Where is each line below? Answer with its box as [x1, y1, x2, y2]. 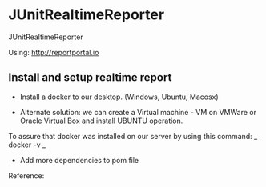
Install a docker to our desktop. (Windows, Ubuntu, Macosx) [19, 92, 219, 101]
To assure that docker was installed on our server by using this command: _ [8, 131, 258, 141]
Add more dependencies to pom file [19, 155, 139, 165]
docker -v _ [8, 140, 46, 149]
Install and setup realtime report [8, 70, 172, 85]
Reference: [8, 170, 45, 181]
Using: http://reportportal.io [8, 47, 99, 57]
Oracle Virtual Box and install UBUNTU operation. [19, 116, 183, 125]
